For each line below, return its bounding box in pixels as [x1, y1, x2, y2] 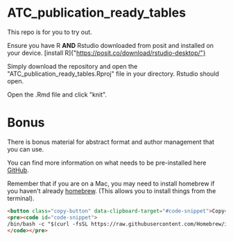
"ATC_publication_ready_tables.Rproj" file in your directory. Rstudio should [7, 69, 220, 78]
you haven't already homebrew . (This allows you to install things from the [7, 186, 216, 195]
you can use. [7, 144, 44, 153]
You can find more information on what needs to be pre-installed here [7, 158, 207, 167]
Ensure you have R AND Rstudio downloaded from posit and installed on [7, 41, 214, 49]
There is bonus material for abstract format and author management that [7, 138, 215, 146]
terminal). [7, 194, 35, 202]
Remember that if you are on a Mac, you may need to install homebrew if [7, 179, 215, 188]
